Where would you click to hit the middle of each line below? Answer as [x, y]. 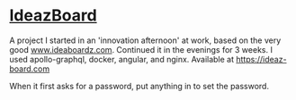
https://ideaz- [261, 59]
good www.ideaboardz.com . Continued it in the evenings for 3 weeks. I [141, 49]
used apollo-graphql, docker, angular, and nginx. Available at [122, 59]
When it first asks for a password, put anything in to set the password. [139, 86]
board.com [30, 69]
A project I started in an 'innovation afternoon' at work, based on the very [145, 40]
